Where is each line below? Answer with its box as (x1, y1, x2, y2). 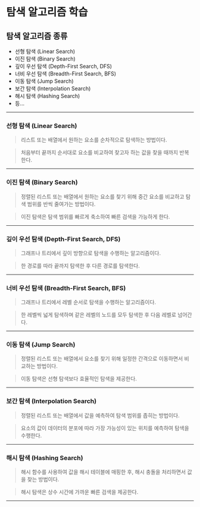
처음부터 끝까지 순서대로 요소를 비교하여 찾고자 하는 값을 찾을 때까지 (20, 149, 179, 156)
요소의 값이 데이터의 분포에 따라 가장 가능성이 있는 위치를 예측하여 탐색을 (20, 424, 189, 432)
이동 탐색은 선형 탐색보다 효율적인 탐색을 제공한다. (20, 375, 137, 382)
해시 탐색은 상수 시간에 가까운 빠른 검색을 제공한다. (20, 489, 139, 496)
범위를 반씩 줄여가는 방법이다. (27, 200, 96, 207)
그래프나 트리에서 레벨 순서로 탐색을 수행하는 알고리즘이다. (20, 298, 157, 306)
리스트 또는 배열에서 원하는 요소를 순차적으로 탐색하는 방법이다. (20, 136, 168, 143)
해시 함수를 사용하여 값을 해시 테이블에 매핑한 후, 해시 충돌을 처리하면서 (20, 468, 186, 475)
